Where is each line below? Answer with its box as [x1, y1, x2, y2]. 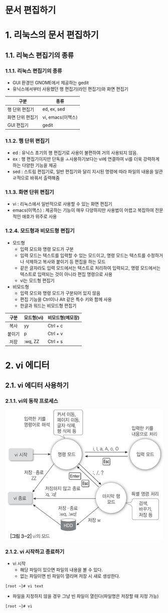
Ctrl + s [47, 339, 63, 345]
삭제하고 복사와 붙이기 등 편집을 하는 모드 [25, 258, 106, 264]
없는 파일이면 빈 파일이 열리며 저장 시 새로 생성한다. [20, 573, 120, 579]
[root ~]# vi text [5, 584, 44, 589]
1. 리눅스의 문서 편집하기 [5, 30, 99, 41]
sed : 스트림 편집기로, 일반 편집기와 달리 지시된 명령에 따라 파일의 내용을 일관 [12, 169, 163, 175]
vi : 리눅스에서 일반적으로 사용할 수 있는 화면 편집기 [12, 201, 113, 207]
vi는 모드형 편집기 [20, 277, 55, 283]
